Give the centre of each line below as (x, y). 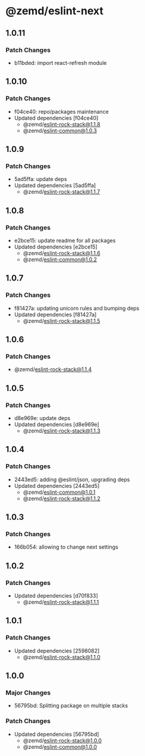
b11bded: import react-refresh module (60, 63)
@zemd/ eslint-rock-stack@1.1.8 (62, 124)
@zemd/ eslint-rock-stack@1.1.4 (53, 369)
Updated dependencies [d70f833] (56, 596)
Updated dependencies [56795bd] (56, 734)
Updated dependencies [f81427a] (55, 315)
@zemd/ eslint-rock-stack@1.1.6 (62, 253)
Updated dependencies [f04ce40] (56, 118)
